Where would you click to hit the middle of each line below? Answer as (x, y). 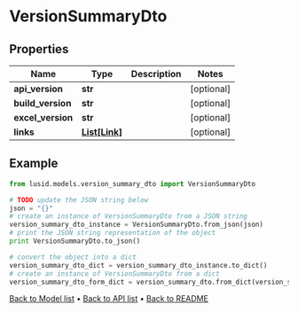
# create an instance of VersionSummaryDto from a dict (114, 273)
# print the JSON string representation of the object (113, 233)
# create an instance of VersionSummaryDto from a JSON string (129, 216)
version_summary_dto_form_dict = (71, 282)
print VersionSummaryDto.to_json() (75, 241)
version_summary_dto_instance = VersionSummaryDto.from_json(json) (137, 225)
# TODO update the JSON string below (79, 200)
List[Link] (102, 132)
